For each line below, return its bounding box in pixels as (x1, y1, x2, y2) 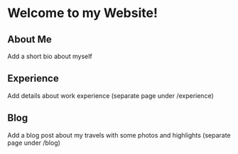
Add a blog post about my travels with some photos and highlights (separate (7, 131, 231, 139)
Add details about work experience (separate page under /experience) (7, 91, 215, 100)
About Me (7, 33, 52, 45)
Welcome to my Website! (7, 5, 158, 21)
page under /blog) (7, 138, 60, 147)
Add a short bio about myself (7, 52, 92, 60)
